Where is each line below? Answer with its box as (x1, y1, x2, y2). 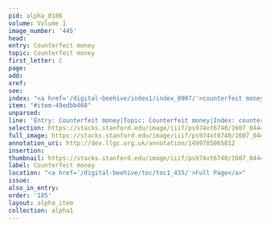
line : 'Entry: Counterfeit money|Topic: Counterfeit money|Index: (8, 117, 235, 125)
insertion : (8, 147, 45, 155)
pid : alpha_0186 (8, 11, 63, 20)
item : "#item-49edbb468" (8, 101, 92, 109)
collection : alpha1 (8, 206, 74, 214)
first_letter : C (8, 57, 63, 65)
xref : (8, 79, 27, 87)
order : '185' (8, 191, 52, 200)
